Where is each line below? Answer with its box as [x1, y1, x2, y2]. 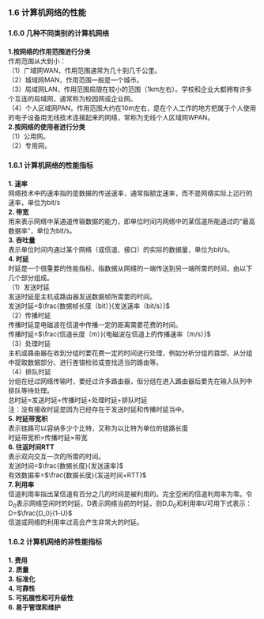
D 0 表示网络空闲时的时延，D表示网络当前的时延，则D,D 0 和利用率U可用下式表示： [8, 499, 253, 510]
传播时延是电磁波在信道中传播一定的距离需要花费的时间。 [8, 321, 183, 329]
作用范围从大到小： [8, 57, 67, 66]
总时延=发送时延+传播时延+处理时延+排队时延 [8, 396, 148, 404]
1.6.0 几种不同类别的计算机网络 [8, 28, 109, 37]
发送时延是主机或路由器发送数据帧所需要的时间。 [8, 292, 157, 302]
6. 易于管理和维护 [8, 603, 62, 612]
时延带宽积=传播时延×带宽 [8, 433, 89, 442]
